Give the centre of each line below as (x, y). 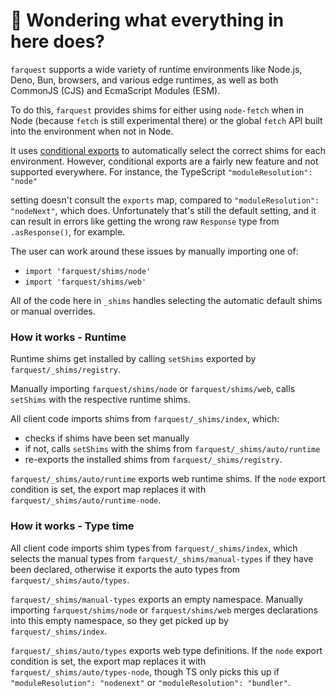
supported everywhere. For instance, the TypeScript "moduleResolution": (161, 171)
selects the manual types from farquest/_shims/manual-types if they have (162, 558)
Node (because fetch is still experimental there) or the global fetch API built (166, 120)
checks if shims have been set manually (107, 438)
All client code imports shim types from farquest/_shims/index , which (154, 548)
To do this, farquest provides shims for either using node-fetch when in (157, 110)
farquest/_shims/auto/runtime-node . (86, 500)
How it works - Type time (72, 526)
